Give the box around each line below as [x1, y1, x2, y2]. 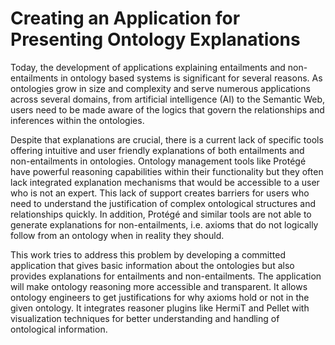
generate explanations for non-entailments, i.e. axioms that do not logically [10, 218, 319, 231]
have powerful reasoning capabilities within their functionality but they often [10, 165, 324, 177]
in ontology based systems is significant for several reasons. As [60, 72, 323, 84]
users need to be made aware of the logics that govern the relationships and [10, 103, 325, 116]
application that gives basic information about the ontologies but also [10, 259, 295, 271]
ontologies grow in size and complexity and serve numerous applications [10, 82, 311, 94]
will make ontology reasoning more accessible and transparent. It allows [10, 280, 308, 292]
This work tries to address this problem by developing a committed [10, 248, 286, 261]
